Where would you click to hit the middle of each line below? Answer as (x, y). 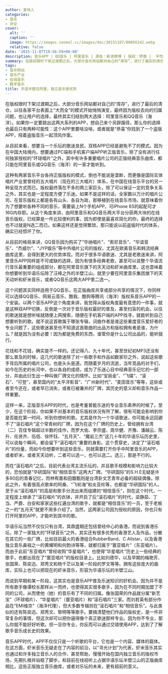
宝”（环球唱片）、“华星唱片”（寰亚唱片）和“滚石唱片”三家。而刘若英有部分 (81, 599)
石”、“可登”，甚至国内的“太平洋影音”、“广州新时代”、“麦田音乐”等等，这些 (82, 382)
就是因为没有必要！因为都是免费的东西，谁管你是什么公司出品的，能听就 (88, 333)
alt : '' (18, 33)
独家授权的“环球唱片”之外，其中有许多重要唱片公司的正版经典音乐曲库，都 (86, 158)
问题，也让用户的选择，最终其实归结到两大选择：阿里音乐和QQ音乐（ (76, 116)
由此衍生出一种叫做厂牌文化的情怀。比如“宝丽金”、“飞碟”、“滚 (82, 375)
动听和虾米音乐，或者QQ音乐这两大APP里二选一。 (61, 279)
